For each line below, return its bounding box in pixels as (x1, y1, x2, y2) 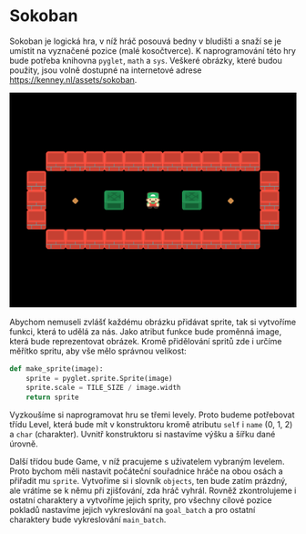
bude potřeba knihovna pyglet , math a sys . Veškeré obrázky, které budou (9, 55, 282, 66)
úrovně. (9, 438, 38, 449)
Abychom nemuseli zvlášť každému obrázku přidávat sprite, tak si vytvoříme (9, 316, 297, 327)
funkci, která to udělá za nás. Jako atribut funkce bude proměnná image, (9, 325, 282, 337)
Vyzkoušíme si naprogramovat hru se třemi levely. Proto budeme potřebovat (9, 409, 295, 420)
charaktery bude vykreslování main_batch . (9, 514, 167, 525)
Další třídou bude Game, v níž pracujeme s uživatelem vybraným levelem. (9, 457, 285, 467)
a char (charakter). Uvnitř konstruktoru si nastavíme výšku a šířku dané (9, 429, 276, 440)
